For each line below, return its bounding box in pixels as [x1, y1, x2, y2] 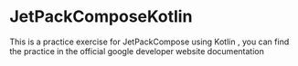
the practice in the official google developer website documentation [9, 45, 265, 56]
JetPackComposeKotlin [9, 6, 193, 27]
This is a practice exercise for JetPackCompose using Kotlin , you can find [9, 36, 290, 47]
